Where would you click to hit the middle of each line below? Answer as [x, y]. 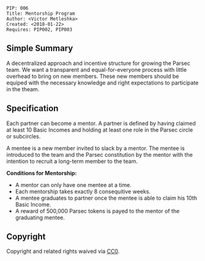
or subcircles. [24, 136]
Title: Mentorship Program [41, 13]
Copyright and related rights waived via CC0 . [63, 251]
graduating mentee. [40, 217]
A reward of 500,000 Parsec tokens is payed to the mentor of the [97, 211]
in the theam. [23, 89]
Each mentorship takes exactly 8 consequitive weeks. [83, 191]
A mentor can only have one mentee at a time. [73, 185]
